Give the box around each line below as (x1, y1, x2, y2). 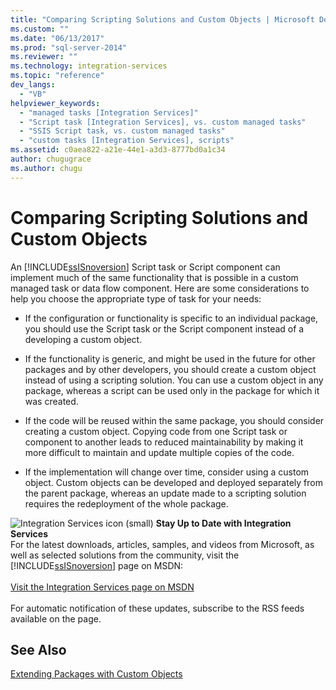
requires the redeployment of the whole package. (24, 497, 229, 510)
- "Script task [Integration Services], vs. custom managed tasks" (19, 117, 307, 127)
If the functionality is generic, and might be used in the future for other (24, 352, 316, 365)
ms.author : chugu (10, 163, 83, 173)
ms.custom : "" (10, 24, 70, 34)
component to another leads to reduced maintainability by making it (24, 436, 304, 448)
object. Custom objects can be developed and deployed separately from (24, 476, 323, 488)
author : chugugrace (10, 154, 92, 164)
